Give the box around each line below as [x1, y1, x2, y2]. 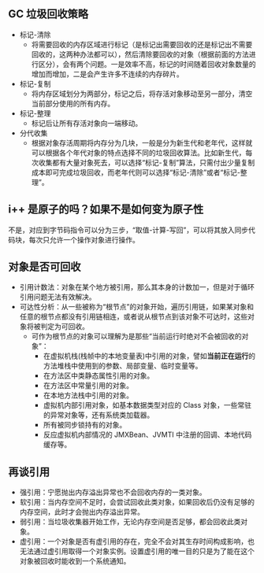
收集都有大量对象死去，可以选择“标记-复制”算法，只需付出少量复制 [38, 157, 255, 167]
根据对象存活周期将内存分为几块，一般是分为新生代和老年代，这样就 [31, 138, 253, 147]
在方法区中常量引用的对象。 [43, 381, 134, 390]
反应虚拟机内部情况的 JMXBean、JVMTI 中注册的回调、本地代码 [43, 430, 252, 439]
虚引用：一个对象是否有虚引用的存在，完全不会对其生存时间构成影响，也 [19, 537, 255, 546]
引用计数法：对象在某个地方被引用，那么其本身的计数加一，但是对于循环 [19, 283, 255, 292]
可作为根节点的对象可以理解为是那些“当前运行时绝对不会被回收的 [31, 331, 242, 341]
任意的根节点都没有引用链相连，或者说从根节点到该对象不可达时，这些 [19, 312, 248, 321]
